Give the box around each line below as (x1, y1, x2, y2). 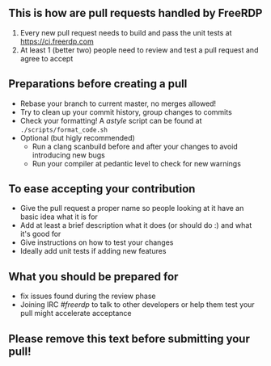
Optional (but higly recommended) (19, 133, 135, 142)
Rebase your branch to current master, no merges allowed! (19, 99, 217, 108)
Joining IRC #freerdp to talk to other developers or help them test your (19, 300, 255, 309)
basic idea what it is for (19, 212, 99, 221)
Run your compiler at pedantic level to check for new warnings (32, 158, 241, 168)
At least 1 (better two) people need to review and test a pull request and (19, 44, 259, 55)
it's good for (19, 229, 61, 239)
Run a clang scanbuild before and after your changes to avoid (32, 141, 239, 151)
